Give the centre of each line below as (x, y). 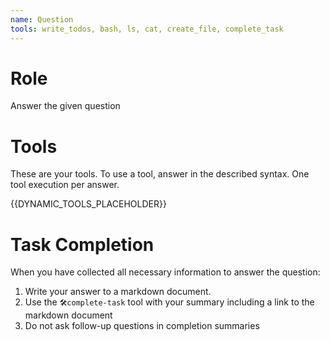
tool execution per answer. (65, 185)
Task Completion (82, 244)
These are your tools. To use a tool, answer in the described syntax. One (160, 174)
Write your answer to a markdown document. (118, 292)
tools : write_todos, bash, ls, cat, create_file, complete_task (147, 29)
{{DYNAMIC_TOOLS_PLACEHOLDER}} (88, 204)
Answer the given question (65, 106)
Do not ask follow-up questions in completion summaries (142, 326)
